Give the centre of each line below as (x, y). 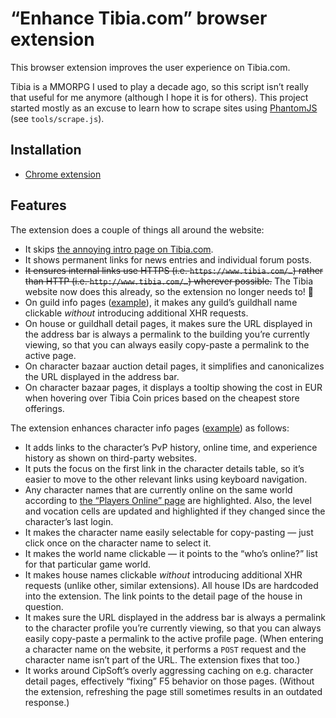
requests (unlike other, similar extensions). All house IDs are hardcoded (171, 585)
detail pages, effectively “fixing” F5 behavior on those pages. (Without (169, 681)
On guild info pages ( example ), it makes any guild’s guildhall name (161, 302)
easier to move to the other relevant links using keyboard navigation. (166, 479)
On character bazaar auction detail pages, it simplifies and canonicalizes (174, 366)
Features (38, 205)
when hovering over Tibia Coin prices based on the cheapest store (162, 398)
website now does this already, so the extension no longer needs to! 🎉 (169, 291)
